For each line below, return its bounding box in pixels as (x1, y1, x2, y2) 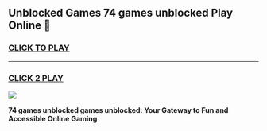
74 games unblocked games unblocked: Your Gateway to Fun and (8, 105, 229, 114)
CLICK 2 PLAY (8, 72, 64, 83)
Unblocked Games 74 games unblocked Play (8, 6, 233, 20)
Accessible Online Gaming (8, 114, 98, 123)
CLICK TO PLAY (8, 43, 70, 54)
